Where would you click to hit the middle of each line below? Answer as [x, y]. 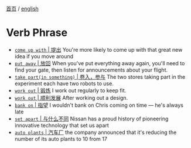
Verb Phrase [37, 33]
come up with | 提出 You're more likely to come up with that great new [98, 49]
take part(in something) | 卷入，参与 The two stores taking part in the [100, 77]
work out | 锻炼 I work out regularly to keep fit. [70, 90]
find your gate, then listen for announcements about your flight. [91, 70]
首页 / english [23, 9]
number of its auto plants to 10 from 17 [61, 139]
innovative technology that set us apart [62, 125]
